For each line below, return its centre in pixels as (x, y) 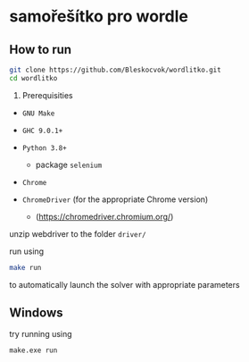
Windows (36, 313)
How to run (41, 50)
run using (27, 251)
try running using (41, 334)
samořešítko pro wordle (99, 17)
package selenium (69, 164)
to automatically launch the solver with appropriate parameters (124, 284)
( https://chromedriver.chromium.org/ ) (104, 216)
